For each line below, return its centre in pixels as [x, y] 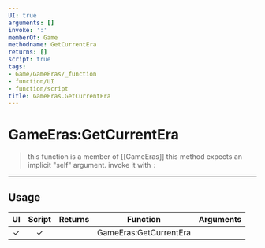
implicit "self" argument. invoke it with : [92, 165]
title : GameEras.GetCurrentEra [60, 96]
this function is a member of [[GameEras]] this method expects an [135, 157]
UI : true [22, 15]
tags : [17, 67]
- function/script [38, 89]
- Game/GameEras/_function [52, 74]
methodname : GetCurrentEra [52, 45]
